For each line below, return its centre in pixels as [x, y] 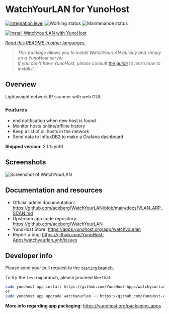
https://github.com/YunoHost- [73, 234]
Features [16, 109]
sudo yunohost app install [33, 287]
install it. [26, 69]
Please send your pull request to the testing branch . [60, 268]
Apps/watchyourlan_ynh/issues [45, 240]
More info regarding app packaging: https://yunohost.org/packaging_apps [83, 306]
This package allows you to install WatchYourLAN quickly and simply [89, 52]
